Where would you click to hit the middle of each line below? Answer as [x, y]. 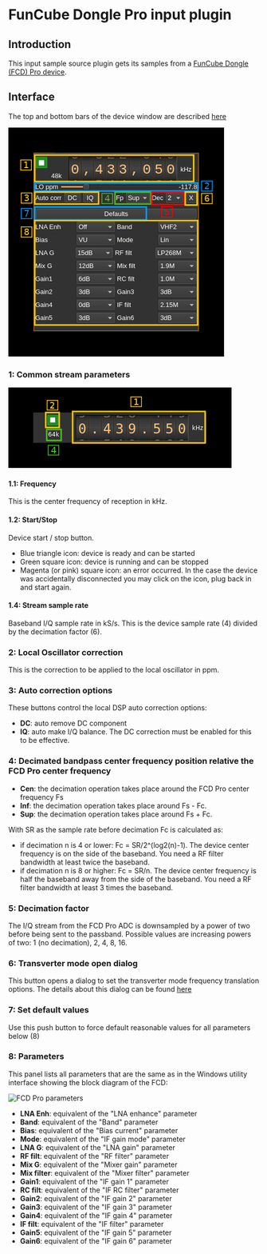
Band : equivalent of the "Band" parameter [89, 1122]
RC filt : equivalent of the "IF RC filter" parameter [99, 1190]
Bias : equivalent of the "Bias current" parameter [99, 1130]
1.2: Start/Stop [33, 519]
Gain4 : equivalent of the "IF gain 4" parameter [96, 1215]
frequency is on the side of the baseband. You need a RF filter [122, 853]
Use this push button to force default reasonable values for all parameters [130, 1027]
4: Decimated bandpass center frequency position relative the [131, 761]
